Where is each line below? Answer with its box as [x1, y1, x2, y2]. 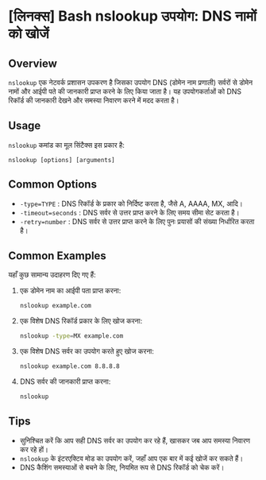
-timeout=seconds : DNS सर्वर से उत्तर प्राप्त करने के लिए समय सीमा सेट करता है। [19, 207, 240, 217]
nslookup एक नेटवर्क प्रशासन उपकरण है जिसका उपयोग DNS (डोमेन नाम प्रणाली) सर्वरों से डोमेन [8, 78, 253, 87]
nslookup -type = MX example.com [19, 332, 124, 340]
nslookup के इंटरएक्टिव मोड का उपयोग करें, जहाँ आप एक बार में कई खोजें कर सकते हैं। [19, 453, 244, 463]
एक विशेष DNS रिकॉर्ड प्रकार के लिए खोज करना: [19, 316, 143, 326]
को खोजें [8, 25, 49, 43]
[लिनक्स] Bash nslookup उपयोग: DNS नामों [8, 7, 256, 25]
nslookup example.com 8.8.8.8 [19, 362, 121, 370]
